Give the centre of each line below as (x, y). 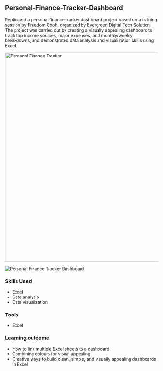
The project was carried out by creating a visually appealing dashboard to (79, 30)
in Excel (20, 364)
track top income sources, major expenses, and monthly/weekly (69, 35)
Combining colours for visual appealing (51, 354)
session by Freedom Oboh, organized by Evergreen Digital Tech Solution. (78, 25)
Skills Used (18, 281)
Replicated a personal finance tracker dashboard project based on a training (81, 19)
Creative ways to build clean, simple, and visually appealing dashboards (84, 359)
